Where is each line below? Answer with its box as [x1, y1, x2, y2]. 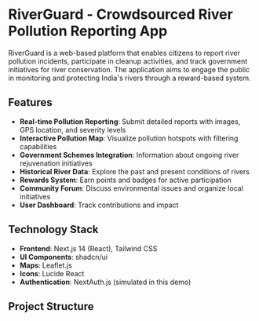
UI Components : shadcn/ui [19, 252, 108, 261]
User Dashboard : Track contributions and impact [19, 200, 179, 210]
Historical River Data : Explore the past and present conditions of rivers [19, 166, 250, 176]
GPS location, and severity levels [19, 125, 126, 134]
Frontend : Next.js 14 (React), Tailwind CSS [19, 243, 158, 253]
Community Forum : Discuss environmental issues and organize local [19, 183, 243, 193]
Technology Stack [8, 223, 99, 236]
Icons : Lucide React [19, 268, 85, 278]
